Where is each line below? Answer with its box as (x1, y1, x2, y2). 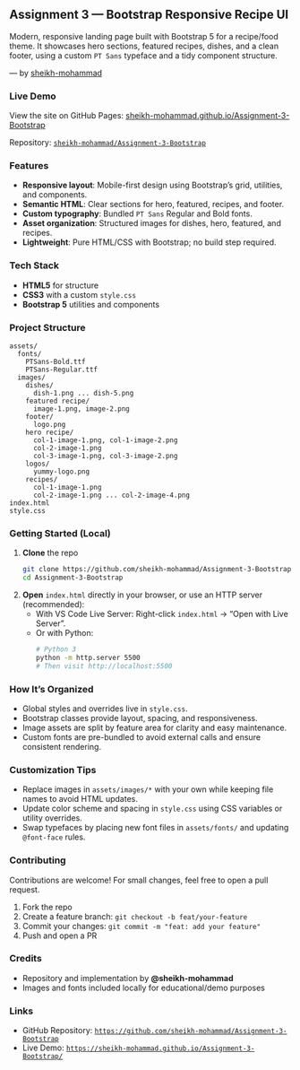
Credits (9, 953, 42, 965)
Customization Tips (9, 763, 97, 776)
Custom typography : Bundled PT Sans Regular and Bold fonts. (21, 208, 253, 219)
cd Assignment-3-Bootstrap (21, 573, 124, 582)
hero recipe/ (25, 428, 74, 437)
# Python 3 (35, 645, 77, 654)
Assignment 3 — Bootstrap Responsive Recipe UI (9, 7, 289, 22)
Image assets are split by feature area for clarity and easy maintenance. (21, 722, 287, 733)
